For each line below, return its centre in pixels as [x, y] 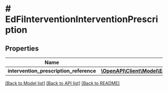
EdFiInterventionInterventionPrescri [82, 19]
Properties [22, 48]
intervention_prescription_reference [52, 71]
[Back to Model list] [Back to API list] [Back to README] [62, 83]
